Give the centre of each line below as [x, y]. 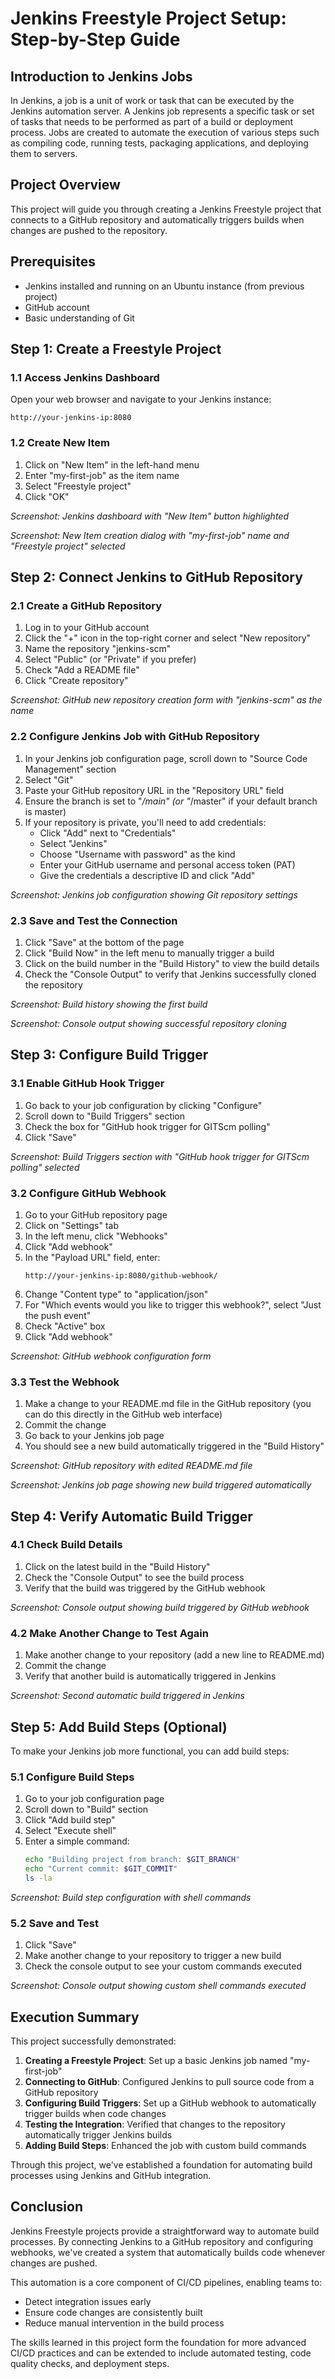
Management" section [70, 769]
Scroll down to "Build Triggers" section [105, 1116]
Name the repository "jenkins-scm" [98, 649]
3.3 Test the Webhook [65, 1382]
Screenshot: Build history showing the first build [109, 1004]
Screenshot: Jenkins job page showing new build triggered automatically [161, 1485]
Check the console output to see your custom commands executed [163, 1966]
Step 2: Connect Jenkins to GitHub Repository [156, 577]
